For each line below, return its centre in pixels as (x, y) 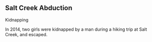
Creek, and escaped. (26, 34)
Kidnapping (17, 20)
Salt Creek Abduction (39, 8)
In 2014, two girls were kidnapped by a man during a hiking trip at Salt (76, 29)
